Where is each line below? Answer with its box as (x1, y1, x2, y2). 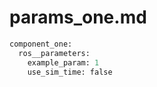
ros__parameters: (18, 48, 91, 58)
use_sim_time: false (27, 67, 113, 77)
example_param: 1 (27, 57, 100, 68)
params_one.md (9, 6, 147, 29)
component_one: (9, 39, 73, 49)
